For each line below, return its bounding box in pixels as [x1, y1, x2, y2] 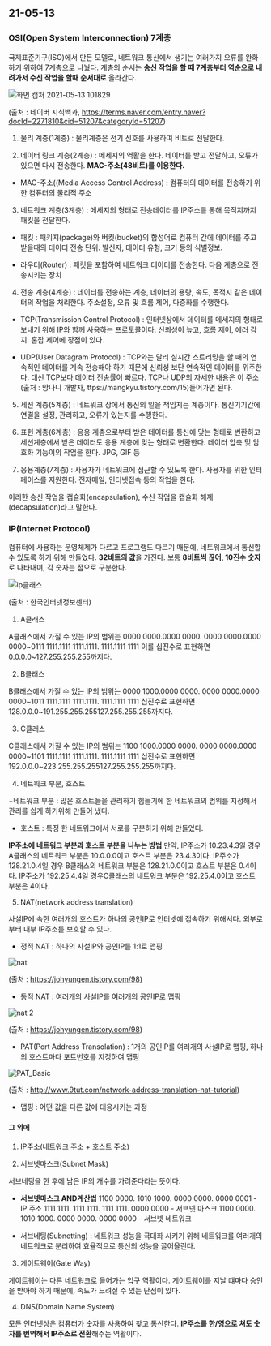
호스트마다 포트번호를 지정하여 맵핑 [28, 1051, 140, 1061]
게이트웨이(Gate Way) [19, 1258, 91, 1268]
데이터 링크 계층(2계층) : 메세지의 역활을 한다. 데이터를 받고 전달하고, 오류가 [19, 150, 259, 160]
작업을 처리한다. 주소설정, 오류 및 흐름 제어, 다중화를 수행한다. [35, 297, 230, 307]
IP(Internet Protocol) [8, 522, 91, 534]
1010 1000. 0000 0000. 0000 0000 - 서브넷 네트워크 [19, 1214, 192, 1223]
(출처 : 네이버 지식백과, [8, 107, 80, 117]
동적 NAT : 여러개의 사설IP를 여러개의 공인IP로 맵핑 [19, 991, 181, 1001]
